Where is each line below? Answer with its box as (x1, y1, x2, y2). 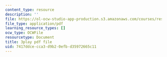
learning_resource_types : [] (5, 26, 66, 31)
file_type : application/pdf (5, 21, 64, 26)
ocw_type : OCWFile (5, 30, 43, 35)
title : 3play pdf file (5, 40, 52, 45)
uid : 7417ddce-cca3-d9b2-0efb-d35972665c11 (5, 44, 97, 49)
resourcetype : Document (5, 35, 55, 40)
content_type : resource (5, 7, 55, 12)
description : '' (5, 12, 39, 17)
